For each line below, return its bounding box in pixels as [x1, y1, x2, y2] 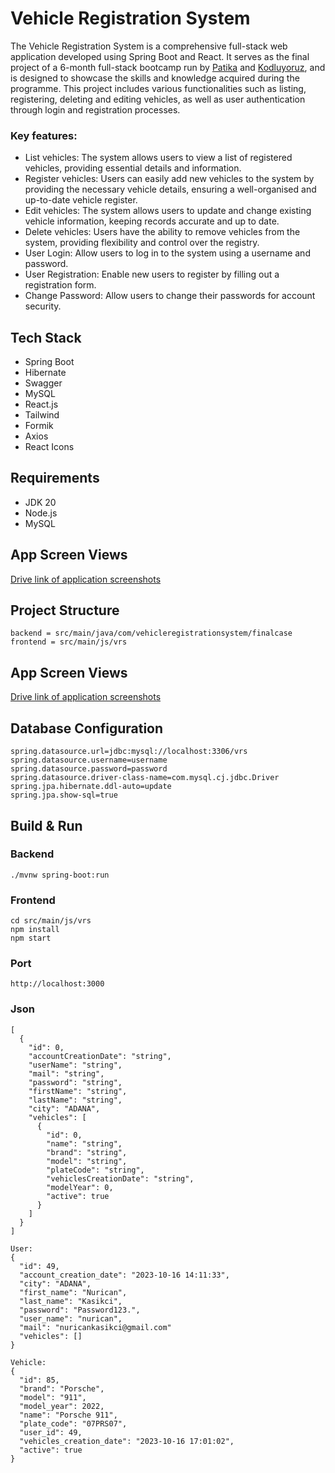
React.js [24, 398, 59, 411]
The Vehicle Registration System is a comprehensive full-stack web [10, 40, 288, 52]
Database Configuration [10, 720, 164, 737]
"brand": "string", [46, 1147, 128, 1157]
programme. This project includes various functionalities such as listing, [10, 82, 307, 94]
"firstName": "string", [28, 1086, 128, 1096]
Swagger [24, 377, 63, 389]
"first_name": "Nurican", [19, 1287, 128, 1297]
